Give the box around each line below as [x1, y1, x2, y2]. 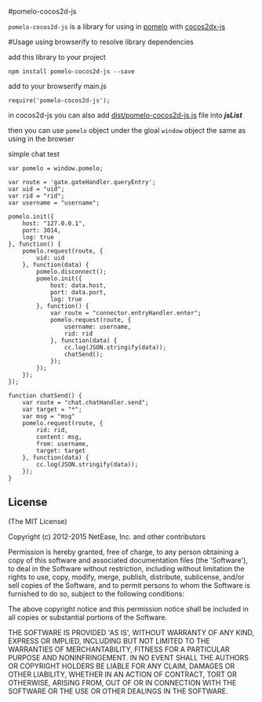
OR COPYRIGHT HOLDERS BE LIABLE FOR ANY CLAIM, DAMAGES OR [8, 661, 235, 671]
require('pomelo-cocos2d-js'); [8, 97, 111, 105]
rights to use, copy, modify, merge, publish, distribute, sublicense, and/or [8, 572, 245, 582]
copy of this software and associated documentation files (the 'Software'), [8, 555, 249, 565]
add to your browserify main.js [8, 82, 107, 91]
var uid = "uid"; [8, 185, 65, 193]
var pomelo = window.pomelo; [8, 164, 104, 172]
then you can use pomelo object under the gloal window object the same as [8, 126, 246, 135]
